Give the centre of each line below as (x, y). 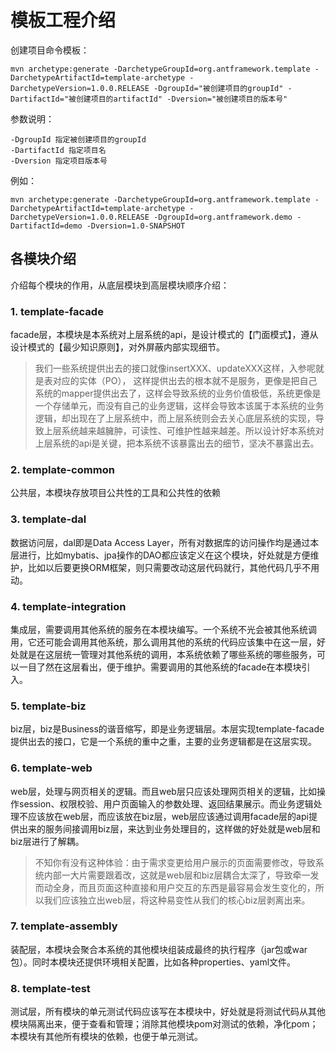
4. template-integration (68, 606)
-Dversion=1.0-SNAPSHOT (136, 226)
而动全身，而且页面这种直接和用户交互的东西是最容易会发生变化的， (175, 887)
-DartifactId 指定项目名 (58, 150)
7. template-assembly (64, 926)
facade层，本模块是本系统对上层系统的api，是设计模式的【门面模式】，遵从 (164, 335)
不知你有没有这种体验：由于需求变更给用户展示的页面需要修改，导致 (175, 862)
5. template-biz (48, 706)
